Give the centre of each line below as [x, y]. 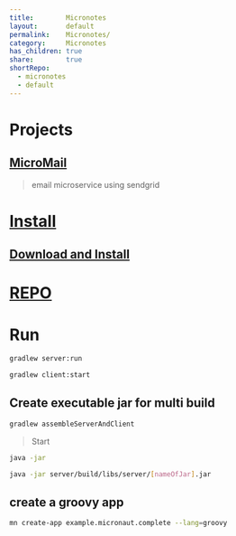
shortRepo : [30, 69]
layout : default [52, 26]
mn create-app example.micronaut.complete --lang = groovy [118, 523]
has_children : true [46, 52]
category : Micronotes [58, 43]
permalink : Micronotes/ [60, 34]
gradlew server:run [46, 359]
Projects [41, 130]
